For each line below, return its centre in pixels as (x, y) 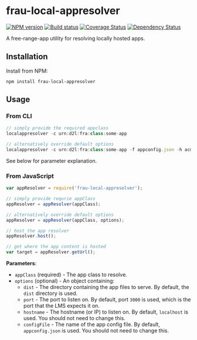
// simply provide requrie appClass (51, 199)
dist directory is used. (50, 293)
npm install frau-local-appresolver (51, 81)
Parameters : (21, 263)
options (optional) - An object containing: (64, 281)
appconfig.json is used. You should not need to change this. (96, 331)
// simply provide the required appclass (57, 128)
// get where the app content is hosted (56, 247)
